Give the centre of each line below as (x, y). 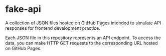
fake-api (23, 9)
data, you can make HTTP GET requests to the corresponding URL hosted (81, 43)
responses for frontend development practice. (53, 28)
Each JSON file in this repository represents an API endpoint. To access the (83, 38)
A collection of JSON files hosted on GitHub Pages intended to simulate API (83, 23)
